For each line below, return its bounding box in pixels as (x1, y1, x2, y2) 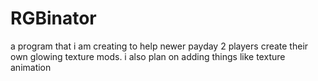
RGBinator (10, 7, 97, 30)
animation (10, 61, 52, 73)
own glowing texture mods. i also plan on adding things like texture (10, 50, 286, 62)
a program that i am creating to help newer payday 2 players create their (10, 40, 309, 52)
